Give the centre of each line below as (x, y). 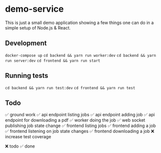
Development (26, 43)
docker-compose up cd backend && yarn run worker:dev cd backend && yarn (80, 55)
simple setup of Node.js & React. (38, 27)
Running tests (27, 76)
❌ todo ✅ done (20, 146)
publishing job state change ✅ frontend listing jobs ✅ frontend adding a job (80, 126)
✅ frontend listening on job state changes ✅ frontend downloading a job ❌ (80, 131)
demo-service (34, 9)
